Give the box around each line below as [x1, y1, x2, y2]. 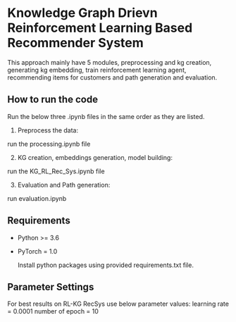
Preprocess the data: [17, 125, 79, 135]
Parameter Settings [7, 280, 94, 293]
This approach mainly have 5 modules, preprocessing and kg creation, [7, 58, 212, 66]
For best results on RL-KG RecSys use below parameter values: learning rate [7, 299, 229, 308]
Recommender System [7, 35, 144, 51]
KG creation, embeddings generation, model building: [17, 153, 173, 161]
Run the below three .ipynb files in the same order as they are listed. [7, 112, 205, 120]
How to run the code [7, 94, 99, 106]
